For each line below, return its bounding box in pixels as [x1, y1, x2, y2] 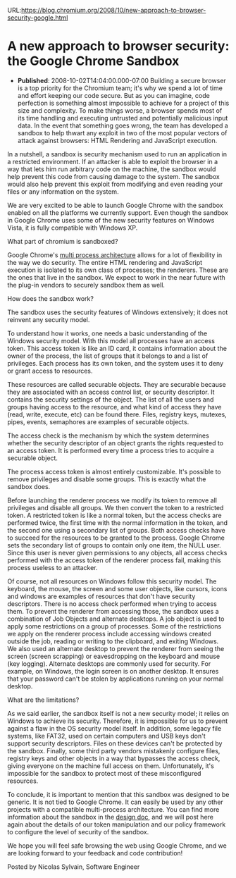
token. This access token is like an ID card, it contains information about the [7, 344, 228, 352]
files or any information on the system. [7, 187, 119, 196]
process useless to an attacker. [7, 563, 98, 571]
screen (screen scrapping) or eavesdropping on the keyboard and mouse [7, 652, 221, 660]
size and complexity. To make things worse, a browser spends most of [17, 106, 223, 115]
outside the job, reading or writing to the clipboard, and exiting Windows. [7, 637, 219, 645]
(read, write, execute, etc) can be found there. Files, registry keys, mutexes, [7, 410, 227, 419]
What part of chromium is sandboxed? [7, 237, 118, 245]
